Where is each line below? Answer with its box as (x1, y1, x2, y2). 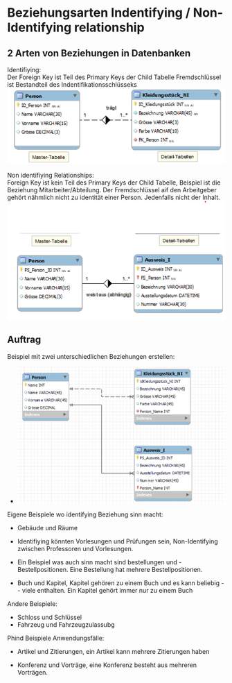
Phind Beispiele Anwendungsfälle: (7, 634, 105, 642)
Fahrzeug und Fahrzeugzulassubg (17, 620, 116, 629)
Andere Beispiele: (7, 599, 57, 608)
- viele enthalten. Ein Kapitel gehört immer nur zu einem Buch (17, 586, 193, 594)
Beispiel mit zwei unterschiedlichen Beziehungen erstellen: (7, 352, 175, 360)
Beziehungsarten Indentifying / (7, 5, 190, 21)
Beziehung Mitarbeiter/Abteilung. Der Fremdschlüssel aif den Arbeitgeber (7, 186, 217, 194)
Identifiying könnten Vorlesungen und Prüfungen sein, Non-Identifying (17, 537, 218, 546)
